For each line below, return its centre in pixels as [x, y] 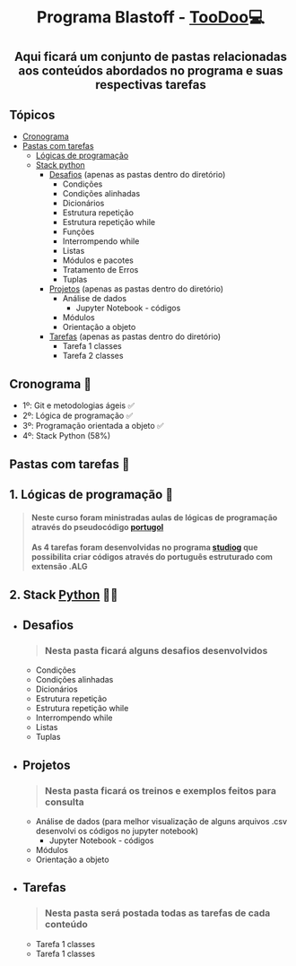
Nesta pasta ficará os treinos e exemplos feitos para [160, 790]
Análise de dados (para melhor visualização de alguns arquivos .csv [161, 821]
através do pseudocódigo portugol [97, 527]
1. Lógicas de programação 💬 [91, 494]
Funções [78, 232]
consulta [65, 802]
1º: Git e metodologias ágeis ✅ [78, 405]
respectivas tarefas [151, 85]
